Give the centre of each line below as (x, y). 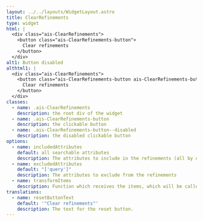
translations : (24, 192)
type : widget (23, 23)
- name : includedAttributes (47, 147)
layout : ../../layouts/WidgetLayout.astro (60, 12)
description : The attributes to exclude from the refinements (97, 175)
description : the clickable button (62, 125)
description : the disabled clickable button (74, 136)
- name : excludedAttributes (47, 164)
